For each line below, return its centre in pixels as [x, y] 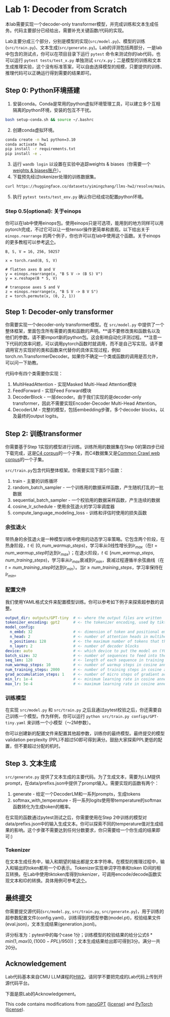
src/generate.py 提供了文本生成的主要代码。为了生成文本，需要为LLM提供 [83, 777]
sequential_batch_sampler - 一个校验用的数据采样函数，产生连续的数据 [86, 500]
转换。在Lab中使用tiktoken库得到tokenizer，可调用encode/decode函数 [83, 874]
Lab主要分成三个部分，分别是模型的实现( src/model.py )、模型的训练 [75, 41]
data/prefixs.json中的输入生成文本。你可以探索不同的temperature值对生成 [82, 824]
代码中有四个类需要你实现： [34, 374]
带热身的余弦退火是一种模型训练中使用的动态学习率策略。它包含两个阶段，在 [85, 539]
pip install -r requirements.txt [40, 149]
